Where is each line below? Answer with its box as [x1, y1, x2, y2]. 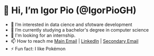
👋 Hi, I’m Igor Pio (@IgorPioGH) [3, 5, 137, 16]
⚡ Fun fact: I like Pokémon [10, 45, 66, 51]
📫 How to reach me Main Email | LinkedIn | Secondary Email [10, 38, 139, 44]
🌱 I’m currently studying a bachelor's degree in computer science [10, 26, 149, 33]
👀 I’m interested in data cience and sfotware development [10, 21, 133, 27]
